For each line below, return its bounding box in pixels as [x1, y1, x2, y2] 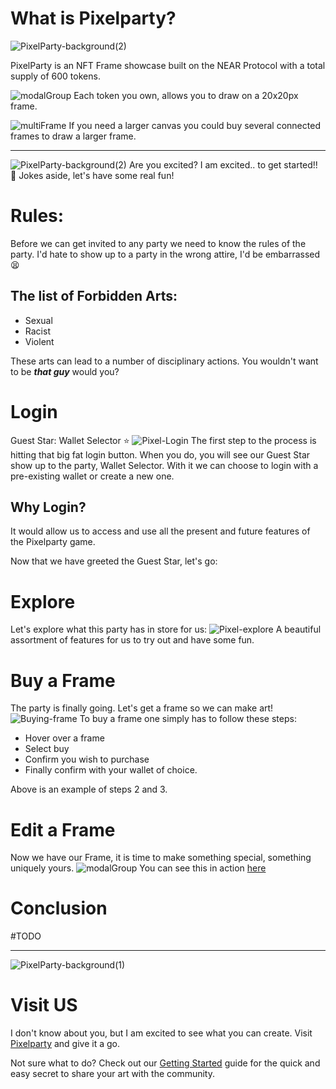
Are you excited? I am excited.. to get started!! [128, 158, 318, 171]
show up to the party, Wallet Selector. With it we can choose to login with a [10, 459, 319, 471]
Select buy [24, 743, 70, 755]
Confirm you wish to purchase [24, 753, 150, 766]
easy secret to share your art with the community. [10, 1068, 216, 1080]
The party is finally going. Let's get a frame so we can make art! [10, 702, 274, 714]
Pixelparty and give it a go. [10, 1038, 120, 1050]
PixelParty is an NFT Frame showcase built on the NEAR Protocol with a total [10, 59, 326, 71]
